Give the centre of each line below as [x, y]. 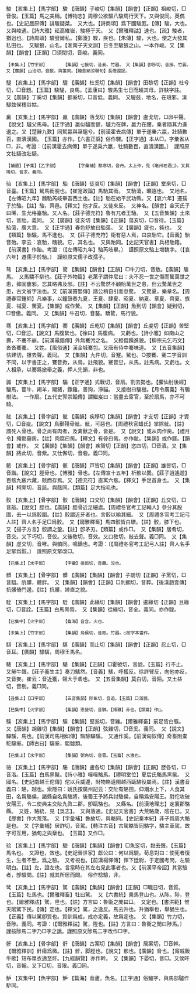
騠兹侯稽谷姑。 [24, 105]
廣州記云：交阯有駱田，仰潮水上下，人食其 [134, 789]
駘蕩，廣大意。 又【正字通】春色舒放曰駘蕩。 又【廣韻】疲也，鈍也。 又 [94, 228]
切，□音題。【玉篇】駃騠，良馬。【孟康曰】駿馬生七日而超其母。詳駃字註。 [94, 90]
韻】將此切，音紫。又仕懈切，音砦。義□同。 [60, 453]
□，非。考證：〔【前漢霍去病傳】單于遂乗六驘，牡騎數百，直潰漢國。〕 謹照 [95, 146]
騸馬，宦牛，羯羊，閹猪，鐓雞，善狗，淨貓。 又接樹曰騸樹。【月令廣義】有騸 [98, 389]
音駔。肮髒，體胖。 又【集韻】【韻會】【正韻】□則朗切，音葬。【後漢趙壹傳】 [98, 582]
